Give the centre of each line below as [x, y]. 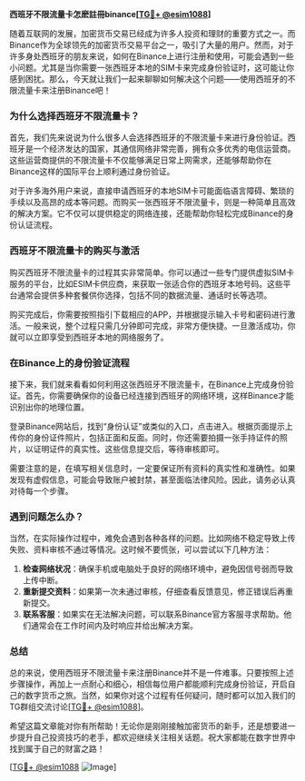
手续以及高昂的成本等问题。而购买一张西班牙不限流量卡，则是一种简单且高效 [152, 203]
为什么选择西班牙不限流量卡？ [75, 115]
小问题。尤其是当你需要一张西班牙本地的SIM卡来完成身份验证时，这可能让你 [152, 68]
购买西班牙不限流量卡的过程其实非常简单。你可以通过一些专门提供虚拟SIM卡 [152, 272]
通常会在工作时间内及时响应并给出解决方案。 [114, 626]
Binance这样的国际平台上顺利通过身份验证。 [92, 172]
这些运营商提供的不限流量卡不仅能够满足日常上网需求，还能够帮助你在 [141, 160]
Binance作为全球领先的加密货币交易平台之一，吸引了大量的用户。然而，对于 [152, 45]
